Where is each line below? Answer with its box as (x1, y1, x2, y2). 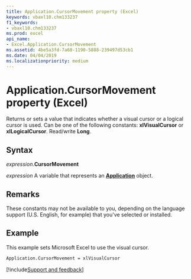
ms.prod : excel (6, 31, 44, 37)
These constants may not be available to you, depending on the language (6, 205, 185, 212)
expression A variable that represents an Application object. (6, 172, 154, 179)
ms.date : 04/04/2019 (6, 52, 57, 58)
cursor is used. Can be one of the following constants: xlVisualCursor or (6, 122, 184, 129)
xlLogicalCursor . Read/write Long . (6, 128, 92, 135)
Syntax (6, 145, 33, 155)
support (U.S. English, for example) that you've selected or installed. (6, 211, 173, 218)
